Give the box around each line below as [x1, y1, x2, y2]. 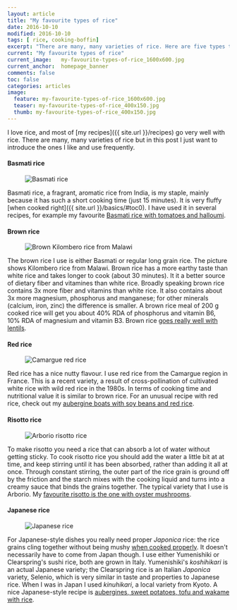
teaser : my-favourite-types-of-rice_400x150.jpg [13, 102, 159, 109]
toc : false [7, 75, 39, 83]
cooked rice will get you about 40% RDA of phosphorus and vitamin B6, [7, 309, 217, 317]
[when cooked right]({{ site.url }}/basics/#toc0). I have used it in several [7, 203, 217, 212]
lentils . [7, 324, 27, 332]
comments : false [7, 69, 55, 76]
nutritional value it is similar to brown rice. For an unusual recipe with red [7, 392, 219, 401]
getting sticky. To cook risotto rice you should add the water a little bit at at [7, 452, 224, 460]
